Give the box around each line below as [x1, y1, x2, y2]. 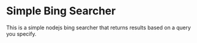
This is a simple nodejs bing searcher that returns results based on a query [6, 24, 191, 31]
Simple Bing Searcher [6, 4, 116, 18]
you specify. [6, 30, 37, 37]
